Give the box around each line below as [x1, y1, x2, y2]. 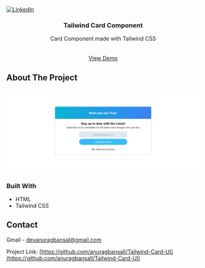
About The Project [6, 72, 78, 83]
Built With [6, 182, 37, 190]
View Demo [88, 55, 118, 62]
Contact [6, 220, 38, 230]
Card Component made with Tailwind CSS [50, 35, 157, 42]
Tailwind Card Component [63, 21, 143, 29]
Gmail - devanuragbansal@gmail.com [6, 236, 102, 243]
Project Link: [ [6, 248, 42, 255]
